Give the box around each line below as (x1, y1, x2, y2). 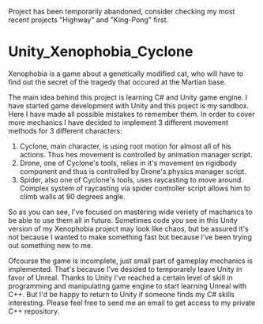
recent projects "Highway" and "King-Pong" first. (8, 15, 168, 24)
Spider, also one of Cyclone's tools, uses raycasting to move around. (19, 175, 243, 184)
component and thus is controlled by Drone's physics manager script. (19, 166, 247, 176)
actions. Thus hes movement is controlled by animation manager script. (19, 149, 253, 159)
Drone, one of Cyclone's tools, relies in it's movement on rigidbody (19, 158, 237, 168)
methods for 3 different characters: (8, 126, 122, 135)
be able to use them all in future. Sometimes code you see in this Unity (8, 215, 239, 224)
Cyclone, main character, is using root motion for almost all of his (19, 141, 231, 151)
